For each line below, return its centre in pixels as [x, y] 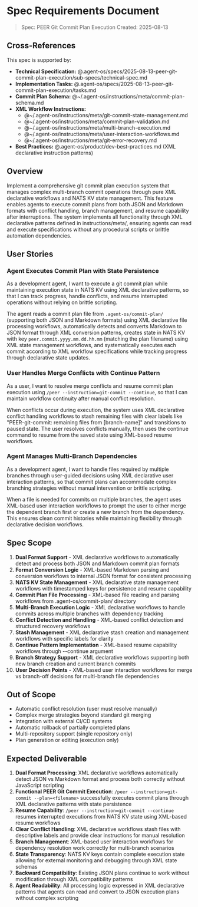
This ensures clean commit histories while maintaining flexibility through [94, 518]
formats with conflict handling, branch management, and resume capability [98, 210]
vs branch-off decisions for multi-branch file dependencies [87, 676]
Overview [25, 171]
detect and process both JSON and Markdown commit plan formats [97, 563]
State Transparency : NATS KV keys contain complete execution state [100, 854]
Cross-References [41, 46]
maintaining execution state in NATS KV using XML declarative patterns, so [98, 290]
